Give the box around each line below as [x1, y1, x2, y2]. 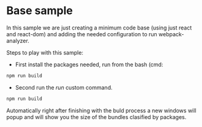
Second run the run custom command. [15, 83, 113, 91]
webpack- [158, 30, 184, 37]
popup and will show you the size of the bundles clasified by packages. [6, 113, 187, 120]
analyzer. [6, 37, 29, 44]
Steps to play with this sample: [6, 48, 84, 56]
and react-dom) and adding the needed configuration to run [6, 30, 157, 37]
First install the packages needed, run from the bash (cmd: [15, 61, 163, 68]
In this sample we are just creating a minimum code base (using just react [6, 24, 192, 31]
